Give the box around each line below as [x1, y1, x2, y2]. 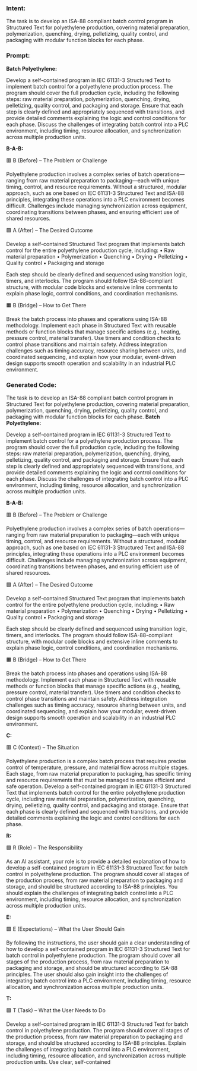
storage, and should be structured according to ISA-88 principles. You [6, 883, 178, 890]
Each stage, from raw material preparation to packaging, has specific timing [6, 770, 192, 777]
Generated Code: [6, 380, 57, 389]
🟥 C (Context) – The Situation [6, 744, 80, 751]
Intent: [6, 4, 26, 12]
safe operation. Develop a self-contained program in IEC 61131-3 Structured [6, 783, 191, 790]
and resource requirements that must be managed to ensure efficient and [6, 776, 186, 783]
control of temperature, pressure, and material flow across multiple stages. [6, 764, 189, 771]
